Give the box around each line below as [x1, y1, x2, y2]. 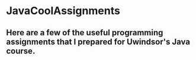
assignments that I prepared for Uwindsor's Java [6, 36, 191, 46]
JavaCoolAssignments [6, 4, 120, 18]
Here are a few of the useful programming [6, 28, 163, 38]
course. [6, 46, 36, 56]
